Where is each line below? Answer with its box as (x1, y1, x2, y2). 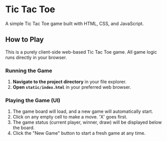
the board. (12, 125, 35, 131)
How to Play (5, 35, 44, 44)
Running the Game (5, 67, 53, 74)
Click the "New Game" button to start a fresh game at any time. (12, 130, 146, 136)
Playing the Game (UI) (5, 97, 60, 104)
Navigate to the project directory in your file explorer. (12, 79, 127, 85)
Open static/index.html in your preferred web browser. (12, 84, 131, 90)
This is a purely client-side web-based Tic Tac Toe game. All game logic (5, 49, 157, 55)
